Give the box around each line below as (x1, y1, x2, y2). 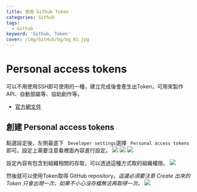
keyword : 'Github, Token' (6, 31, 70, 37)
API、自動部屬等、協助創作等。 (6, 90, 83, 97)
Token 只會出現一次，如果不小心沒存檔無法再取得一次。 (6, 179, 143, 187)
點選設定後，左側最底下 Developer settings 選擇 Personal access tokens (6, 139, 190, 147)
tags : (6, 20, 20, 26)
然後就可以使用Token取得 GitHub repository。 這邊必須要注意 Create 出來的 (6, 172, 191, 179)
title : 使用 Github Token (6, 8, 69, 15)
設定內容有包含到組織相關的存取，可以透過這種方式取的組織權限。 (6, 159, 168, 166)
